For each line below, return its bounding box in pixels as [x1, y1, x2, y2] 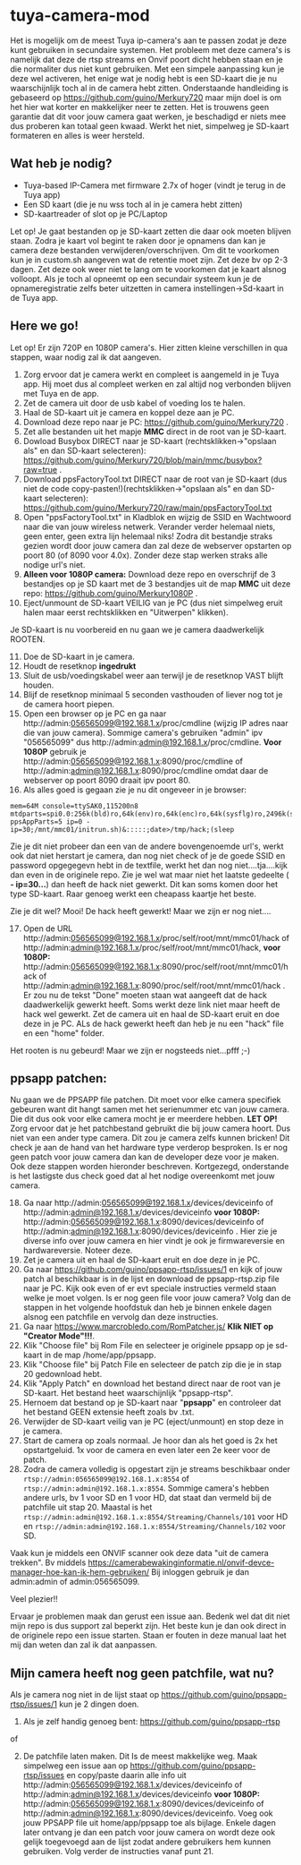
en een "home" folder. [22, 1027, 105, 1039]
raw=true [22, 464, 57, 475]
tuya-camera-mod [10, 5, 150, 26]
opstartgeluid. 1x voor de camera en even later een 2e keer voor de [22, 1445, 271, 1456]
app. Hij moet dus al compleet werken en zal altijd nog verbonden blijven [22, 378, 291, 389]
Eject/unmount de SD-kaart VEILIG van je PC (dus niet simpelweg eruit [22, 597, 283, 608]
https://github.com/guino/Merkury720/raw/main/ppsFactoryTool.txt [22, 502, 272, 513]
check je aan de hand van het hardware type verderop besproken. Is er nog [10, 1142, 288, 1153]
